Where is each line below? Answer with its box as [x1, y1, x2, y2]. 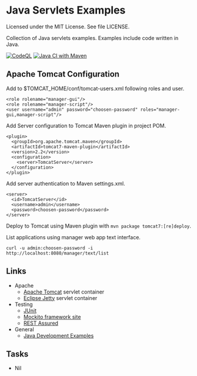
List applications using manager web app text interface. [6, 233, 141, 240]
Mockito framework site [23, 313, 81, 320]
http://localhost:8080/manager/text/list [6, 250, 109, 256]
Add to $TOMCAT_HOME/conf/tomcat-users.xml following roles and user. [6, 85, 185, 92]
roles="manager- [140, 107, 181, 113]
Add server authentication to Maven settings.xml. [6, 180, 125, 187]
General [14, 325, 34, 333]
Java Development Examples [23, 332, 94, 339]
